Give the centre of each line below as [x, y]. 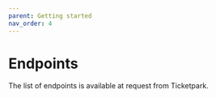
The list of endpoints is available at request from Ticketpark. [108, 86]
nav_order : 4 [30, 23]
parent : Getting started [50, 16]
